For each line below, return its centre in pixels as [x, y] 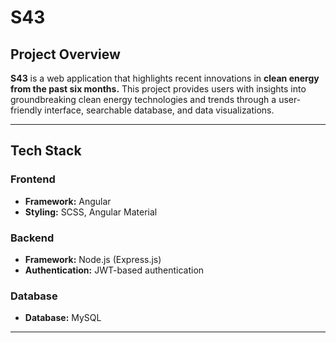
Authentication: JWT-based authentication [114, 270]
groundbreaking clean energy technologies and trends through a [143, 99]
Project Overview [65, 54]
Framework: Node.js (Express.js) [93, 259]
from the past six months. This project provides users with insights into [158, 89]
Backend [32, 238]
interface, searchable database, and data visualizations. [159, 110]
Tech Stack [46, 151]
